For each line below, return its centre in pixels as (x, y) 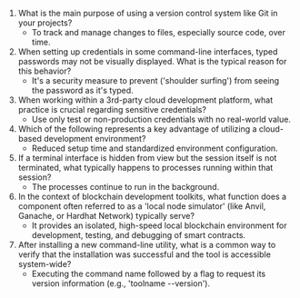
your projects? (45, 23)
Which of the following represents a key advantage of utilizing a (137, 129)
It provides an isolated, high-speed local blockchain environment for (159, 225)
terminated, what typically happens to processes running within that (145, 168)
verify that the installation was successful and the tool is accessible (144, 254)
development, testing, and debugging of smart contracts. (139, 235)
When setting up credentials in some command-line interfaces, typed (148, 52)
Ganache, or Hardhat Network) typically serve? (106, 216)
